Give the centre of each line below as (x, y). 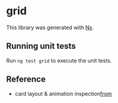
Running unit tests (41, 46)
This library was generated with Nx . (50, 27)
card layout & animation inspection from (63, 93)
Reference (26, 79)
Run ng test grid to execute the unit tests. (59, 60)
